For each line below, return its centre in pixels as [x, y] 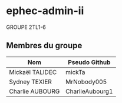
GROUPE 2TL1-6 [26, 27]
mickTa [75, 72]
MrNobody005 [86, 82]
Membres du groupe [44, 46]
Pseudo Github [89, 62]
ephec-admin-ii [45, 11]
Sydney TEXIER [30, 82]
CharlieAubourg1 [89, 91]
